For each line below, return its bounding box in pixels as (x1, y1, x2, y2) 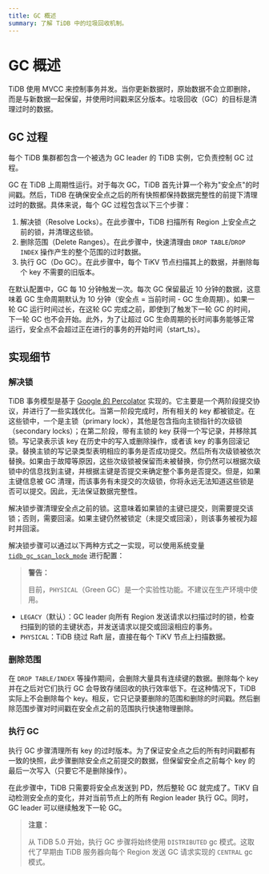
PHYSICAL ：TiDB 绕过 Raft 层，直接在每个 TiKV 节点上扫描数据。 (19, 632, 231, 641)
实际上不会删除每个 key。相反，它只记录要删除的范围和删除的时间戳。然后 (8, 693, 254, 703)
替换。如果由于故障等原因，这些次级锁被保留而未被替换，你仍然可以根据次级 (8, 456, 261, 465)
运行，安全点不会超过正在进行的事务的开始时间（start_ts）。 (8, 324, 205, 334)
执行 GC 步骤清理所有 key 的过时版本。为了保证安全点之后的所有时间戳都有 (8, 746, 256, 755)
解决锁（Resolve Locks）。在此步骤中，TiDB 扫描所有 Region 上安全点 (19, 217, 250, 227)
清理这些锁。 (54, 227, 98, 237)
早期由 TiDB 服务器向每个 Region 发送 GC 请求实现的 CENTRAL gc (42, 847, 253, 856)
